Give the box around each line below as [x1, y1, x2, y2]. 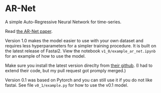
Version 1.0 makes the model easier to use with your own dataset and [5, 37, 144, 44]
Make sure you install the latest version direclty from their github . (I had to [5, 62, 153, 68]
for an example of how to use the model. [5, 53, 86, 59]
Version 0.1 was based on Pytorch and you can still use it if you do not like [5, 77, 153, 83]
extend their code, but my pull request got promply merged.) [5, 67, 126, 73]
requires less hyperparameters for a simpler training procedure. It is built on [5, 43, 157, 48]
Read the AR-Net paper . [5, 28, 53, 34]
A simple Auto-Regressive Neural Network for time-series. [5, 19, 122, 25]
